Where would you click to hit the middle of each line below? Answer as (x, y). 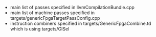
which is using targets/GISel (40, 29)
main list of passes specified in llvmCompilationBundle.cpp (72, 7)
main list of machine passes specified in (52, 13)
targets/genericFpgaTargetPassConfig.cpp (55, 18)
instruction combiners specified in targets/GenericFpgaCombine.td (81, 23)
